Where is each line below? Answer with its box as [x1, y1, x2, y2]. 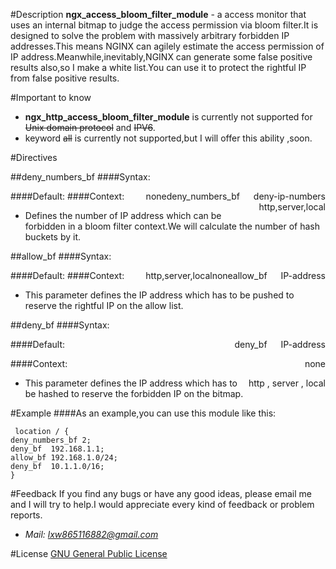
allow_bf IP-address [232, 270, 326, 281]
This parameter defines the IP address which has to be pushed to [24, 289, 295, 301]
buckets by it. [24, 231, 82, 243]
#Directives [10, 152, 58, 163]
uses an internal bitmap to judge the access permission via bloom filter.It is [10, 19, 319, 31]
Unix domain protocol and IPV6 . [24, 122, 156, 133]
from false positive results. [10, 72, 120, 84]
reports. [10, 509, 43, 521]
